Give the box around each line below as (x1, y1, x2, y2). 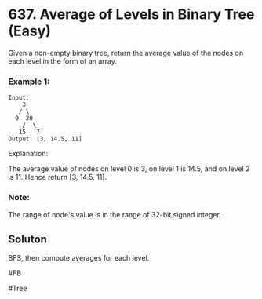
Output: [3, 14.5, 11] (8, 135, 82, 143)
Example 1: (8, 76, 50, 87)
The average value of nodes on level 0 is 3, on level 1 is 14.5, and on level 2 (8, 164, 250, 173)
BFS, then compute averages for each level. (8, 253, 150, 263)
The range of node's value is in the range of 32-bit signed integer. (8, 210, 221, 219)
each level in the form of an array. (8, 57, 118, 66)
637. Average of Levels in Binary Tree (8, 5, 255, 24)
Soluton (8, 232, 47, 246)
